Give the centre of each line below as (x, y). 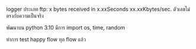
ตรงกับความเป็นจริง (25, 16)
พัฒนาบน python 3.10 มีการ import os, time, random (66, 27)
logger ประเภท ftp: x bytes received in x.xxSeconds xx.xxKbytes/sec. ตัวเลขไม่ (98, 9)
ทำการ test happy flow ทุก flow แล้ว (46, 39)
